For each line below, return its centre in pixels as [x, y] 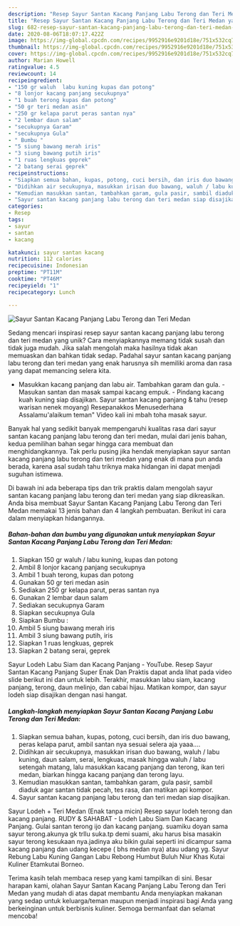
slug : [16, 27]
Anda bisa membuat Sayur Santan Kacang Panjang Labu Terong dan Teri [115, 503]
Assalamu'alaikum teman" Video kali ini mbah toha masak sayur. [113, 414]
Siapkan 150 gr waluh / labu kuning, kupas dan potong [98, 560]
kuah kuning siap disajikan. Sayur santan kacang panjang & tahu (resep [123, 400]
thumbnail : [24, 47]
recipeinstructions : [39, 173]
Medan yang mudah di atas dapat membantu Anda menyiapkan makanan [115, 893]
